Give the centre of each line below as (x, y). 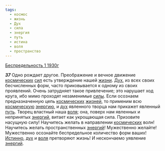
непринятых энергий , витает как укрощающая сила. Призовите (73, 117)
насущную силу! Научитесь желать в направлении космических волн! (80, 122)
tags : (11, 10)
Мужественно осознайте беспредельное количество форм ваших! (76, 133)
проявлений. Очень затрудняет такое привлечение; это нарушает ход (79, 91)
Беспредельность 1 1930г (32, 65)
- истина (19, 42)
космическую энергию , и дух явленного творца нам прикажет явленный (83, 106)
